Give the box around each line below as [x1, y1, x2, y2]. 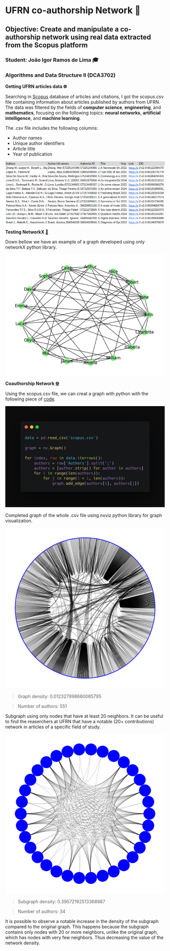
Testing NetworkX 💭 [5, 229, 49, 235]
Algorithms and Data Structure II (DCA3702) [5, 72, 116, 79]
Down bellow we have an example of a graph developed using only [5, 239, 145, 245]
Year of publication [12, 151, 52, 157]
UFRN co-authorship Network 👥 [5, 5, 141, 16]
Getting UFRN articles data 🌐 [5, 83, 67, 89]
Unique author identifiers [12, 140, 65, 146]
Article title [12, 145, 35, 151]
